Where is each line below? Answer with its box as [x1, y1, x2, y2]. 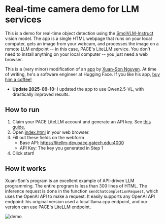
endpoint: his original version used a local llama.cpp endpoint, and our [5, 198, 148, 204]
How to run [5, 106, 40, 114]
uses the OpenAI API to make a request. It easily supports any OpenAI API [5, 193, 155, 199]
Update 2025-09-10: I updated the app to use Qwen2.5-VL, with [12, 86, 144, 92]
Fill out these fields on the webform [12, 134, 85, 140]
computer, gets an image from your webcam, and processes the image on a [5, 40, 159, 46]
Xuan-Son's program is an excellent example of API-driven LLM [5, 178, 134, 184]
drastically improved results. [12, 91, 70, 97]
